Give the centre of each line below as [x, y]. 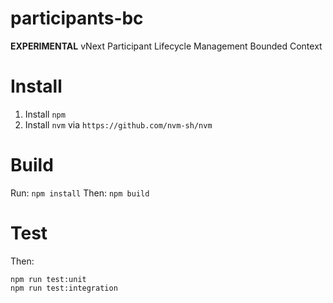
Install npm [45, 114]
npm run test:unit [48, 279]
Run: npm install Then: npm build [80, 193]
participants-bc [77, 18]
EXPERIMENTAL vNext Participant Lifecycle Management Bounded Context [166, 46]
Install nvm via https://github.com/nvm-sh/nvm [118, 124]
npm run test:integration [64, 288]
